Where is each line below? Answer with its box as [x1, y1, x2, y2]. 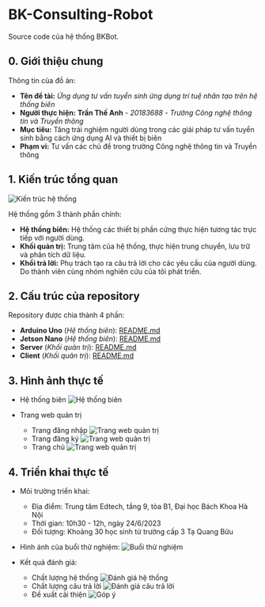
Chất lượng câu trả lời [31, 582, 102, 590]
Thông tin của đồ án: [8, 75, 76, 85]
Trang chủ [31, 442, 66, 452]
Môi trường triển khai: [19, 487, 90, 495]
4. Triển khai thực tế [8, 465, 109, 479]
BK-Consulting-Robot [8, 6, 153, 24]
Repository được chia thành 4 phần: [8, 310, 125, 320]
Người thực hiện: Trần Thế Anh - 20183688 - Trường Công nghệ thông [19, 108, 252, 117]
